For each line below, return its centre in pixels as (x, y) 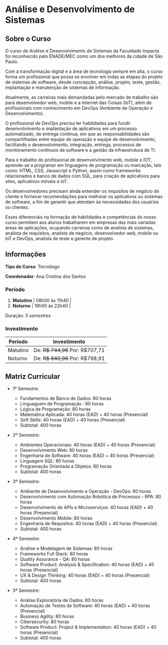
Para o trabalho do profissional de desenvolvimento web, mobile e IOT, (78, 160)
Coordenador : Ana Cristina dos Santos (46, 276)
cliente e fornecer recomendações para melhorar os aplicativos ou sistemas (84, 196)
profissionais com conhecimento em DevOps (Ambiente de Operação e (79, 108)
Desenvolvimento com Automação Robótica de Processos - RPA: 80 (91, 497)
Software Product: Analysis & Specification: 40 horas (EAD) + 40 (87, 565)
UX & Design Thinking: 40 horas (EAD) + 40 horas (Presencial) (85, 575)
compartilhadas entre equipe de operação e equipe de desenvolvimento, (80, 139)
